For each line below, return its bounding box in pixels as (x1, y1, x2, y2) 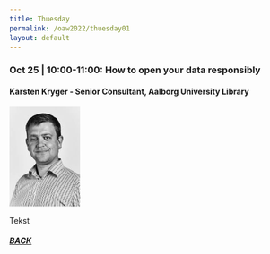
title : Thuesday (9, 14, 70, 23)
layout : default (9, 33, 70, 42)
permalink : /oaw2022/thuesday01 (9, 23, 130, 33)
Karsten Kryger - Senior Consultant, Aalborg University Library (9, 86, 249, 97)
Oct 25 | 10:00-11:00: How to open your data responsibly (9, 63, 261, 76)
